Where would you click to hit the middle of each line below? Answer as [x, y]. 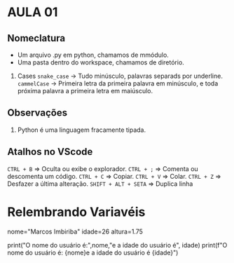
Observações [37, 113]
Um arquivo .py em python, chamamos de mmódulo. [93, 55]
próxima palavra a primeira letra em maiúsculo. [85, 91]
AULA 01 [33, 12]
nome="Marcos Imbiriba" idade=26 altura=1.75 [75, 231]
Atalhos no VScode [50, 152]
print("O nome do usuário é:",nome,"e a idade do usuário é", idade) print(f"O [117, 245]
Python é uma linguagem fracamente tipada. [81, 130]
